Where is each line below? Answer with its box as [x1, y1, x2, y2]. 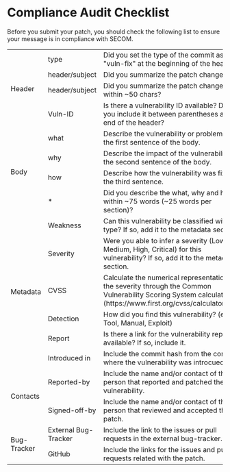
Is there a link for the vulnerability [103, 329, 211, 338]
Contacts [10, 391, 40, 401]
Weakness [47, 221, 82, 230]
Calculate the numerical [103, 273, 180, 282]
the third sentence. [103, 177, 164, 186]
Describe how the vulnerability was [103, 168, 217, 177]
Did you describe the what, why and [103, 188, 219, 197]
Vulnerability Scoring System [103, 290, 196, 299]
